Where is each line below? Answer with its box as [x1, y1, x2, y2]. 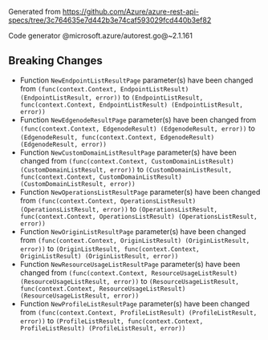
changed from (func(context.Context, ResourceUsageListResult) [19, 268, 238, 277]
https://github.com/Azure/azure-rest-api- [63, 7, 199, 16]
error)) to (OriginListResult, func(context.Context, [19, 244, 200, 253]
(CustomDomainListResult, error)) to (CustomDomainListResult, [19, 164, 233, 174]
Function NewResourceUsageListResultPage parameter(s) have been [19, 259, 241, 269]
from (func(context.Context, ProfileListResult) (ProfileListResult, [19, 307, 258, 317]
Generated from [8, 7, 62, 16]
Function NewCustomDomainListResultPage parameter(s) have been [19, 148, 237, 157]
